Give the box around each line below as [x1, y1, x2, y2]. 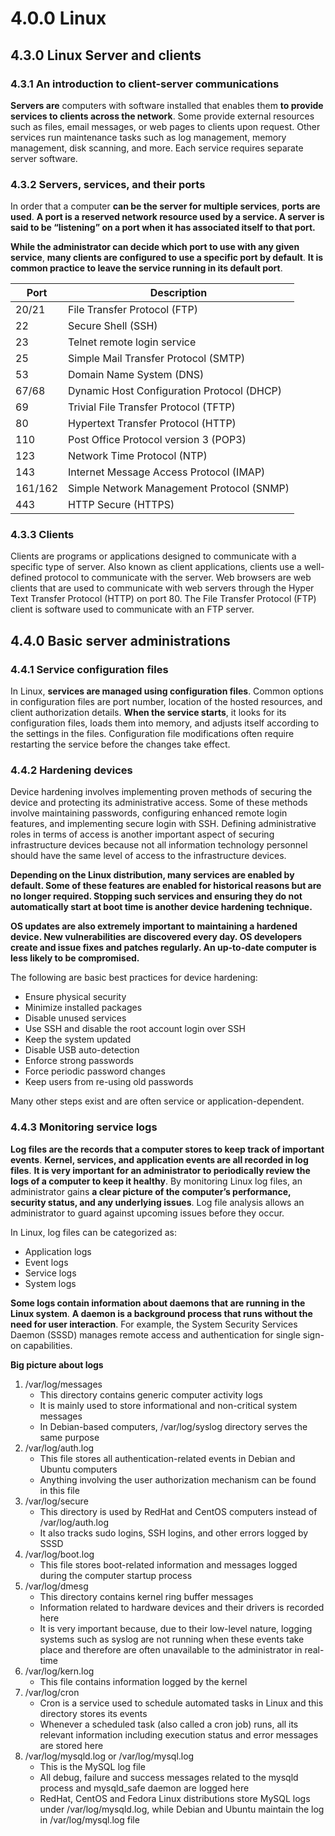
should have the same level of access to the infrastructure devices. [10, 850, 287, 862]
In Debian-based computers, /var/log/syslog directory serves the [39, 1420, 308, 1432]
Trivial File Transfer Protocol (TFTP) [68, 400, 236, 414]
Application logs [24, 1245, 92, 1257]
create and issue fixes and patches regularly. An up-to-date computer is [10, 942, 317, 954]
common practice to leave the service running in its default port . [10, 262, 283, 274]
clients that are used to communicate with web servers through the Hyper [10, 582, 315, 594]
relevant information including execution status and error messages [39, 1728, 319, 1741]
